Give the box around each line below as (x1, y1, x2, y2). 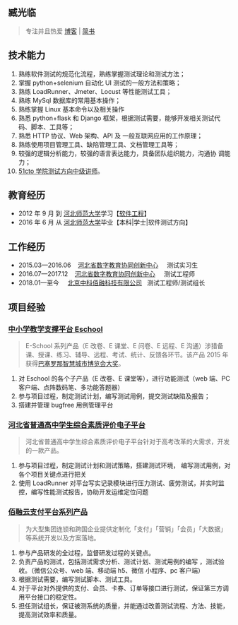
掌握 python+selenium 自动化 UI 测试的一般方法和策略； (18, 78, 182, 87)
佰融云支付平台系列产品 (8, 507, 88, 517)
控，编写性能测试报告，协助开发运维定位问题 (18, 488, 149, 496)
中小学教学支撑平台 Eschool (8, 324, 103, 334)
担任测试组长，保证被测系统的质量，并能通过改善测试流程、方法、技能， (18, 601, 229, 609)
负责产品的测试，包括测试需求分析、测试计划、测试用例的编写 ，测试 (18, 557, 218, 566)
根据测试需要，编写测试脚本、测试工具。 (18, 575, 136, 583)
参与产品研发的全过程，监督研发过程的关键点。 (18, 548, 155, 556)
